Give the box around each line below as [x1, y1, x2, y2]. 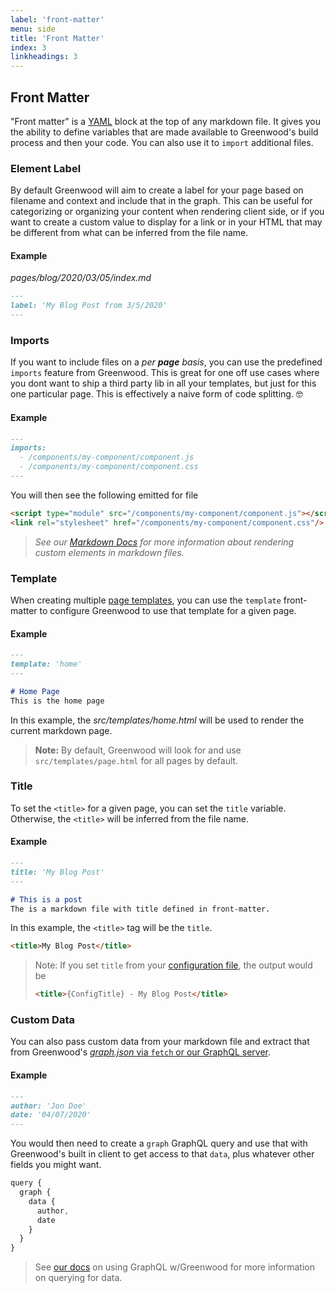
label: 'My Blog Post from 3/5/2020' [10, 301, 168, 311]
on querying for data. [34, 1272, 123, 1284]
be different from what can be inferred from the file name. [10, 227, 249, 239]
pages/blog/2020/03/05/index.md [10, 272, 152, 284]
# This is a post [10, 894, 83, 905]
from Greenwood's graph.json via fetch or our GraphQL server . [10, 1046, 271, 1058]
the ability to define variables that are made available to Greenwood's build [10, 126, 319, 138]
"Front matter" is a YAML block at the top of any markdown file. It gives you [10, 115, 321, 127]
